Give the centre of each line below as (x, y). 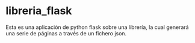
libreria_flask (39, 11)
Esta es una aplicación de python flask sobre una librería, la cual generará (97, 27)
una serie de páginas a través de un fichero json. (66, 33)
